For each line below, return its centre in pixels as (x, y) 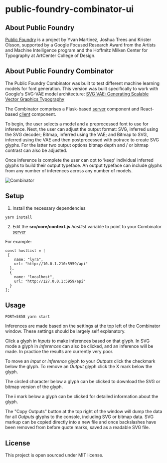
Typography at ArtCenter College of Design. (50, 55)
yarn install (19, 217)
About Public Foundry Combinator (59, 71)
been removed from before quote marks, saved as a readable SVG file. (78, 428)
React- (147, 109)
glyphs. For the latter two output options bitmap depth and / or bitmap (77, 145)
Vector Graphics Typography (35, 99)
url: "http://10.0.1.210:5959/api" (51, 264)
